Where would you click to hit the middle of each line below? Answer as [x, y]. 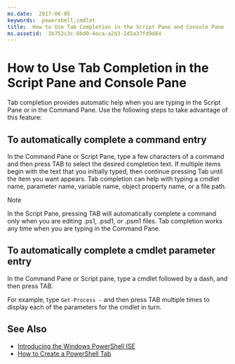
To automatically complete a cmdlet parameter [112, 251]
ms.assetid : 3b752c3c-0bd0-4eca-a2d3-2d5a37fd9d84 [84, 33]
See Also [27, 329]
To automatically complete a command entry [107, 139]
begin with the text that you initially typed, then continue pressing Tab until [115, 171]
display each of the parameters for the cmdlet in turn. [85, 307]
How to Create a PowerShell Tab [64, 353]
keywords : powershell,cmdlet [52, 20]
